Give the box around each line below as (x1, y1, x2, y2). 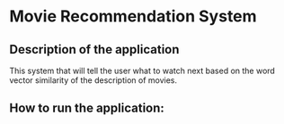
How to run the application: (9, 101, 164, 116)
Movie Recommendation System (9, 6, 258, 27)
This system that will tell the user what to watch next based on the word (9, 65, 276, 76)
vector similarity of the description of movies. (9, 75, 178, 86)
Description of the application (9, 42, 180, 57)
